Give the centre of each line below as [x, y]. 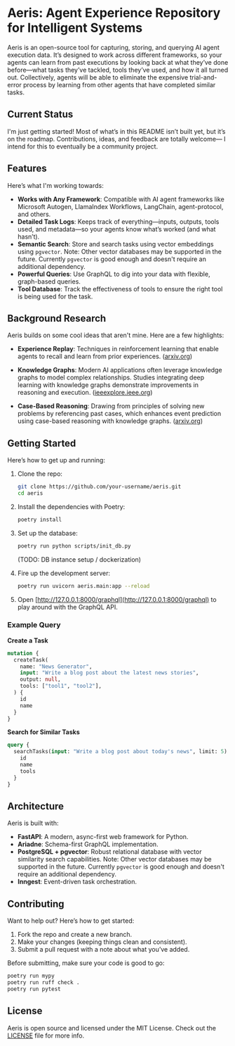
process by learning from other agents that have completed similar [120, 84]
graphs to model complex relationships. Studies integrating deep [111, 377]
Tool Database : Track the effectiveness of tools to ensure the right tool [120, 289]
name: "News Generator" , [56, 667]
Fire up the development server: [64, 573]
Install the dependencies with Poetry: [71, 506]
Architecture [36, 806]
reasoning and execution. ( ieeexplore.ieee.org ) [85, 393]
